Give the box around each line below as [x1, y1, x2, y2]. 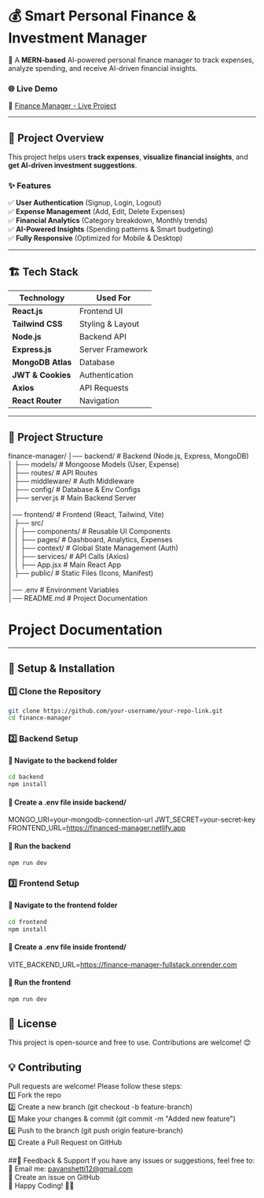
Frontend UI [79, 305, 123, 316]
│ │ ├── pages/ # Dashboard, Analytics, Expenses [8, 534, 173, 544]
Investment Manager [8, 29, 148, 47]
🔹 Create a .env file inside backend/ [8, 797, 127, 807]
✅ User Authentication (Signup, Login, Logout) [8, 198, 162, 208]
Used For [96, 293, 131, 304]
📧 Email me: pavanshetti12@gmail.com [8, 1164, 134, 1174]
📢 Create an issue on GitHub [8, 1173, 100, 1182]
